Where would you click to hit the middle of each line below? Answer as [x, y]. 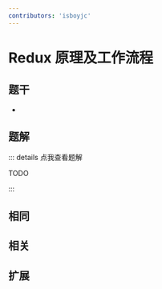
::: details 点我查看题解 [45, 158]
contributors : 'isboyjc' [50, 16]
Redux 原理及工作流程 [81, 58]
